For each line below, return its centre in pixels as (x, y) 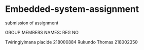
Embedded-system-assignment (72, 9)
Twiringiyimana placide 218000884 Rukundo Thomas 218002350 (72, 42)
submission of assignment (32, 23)
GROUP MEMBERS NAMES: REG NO (42, 32)
